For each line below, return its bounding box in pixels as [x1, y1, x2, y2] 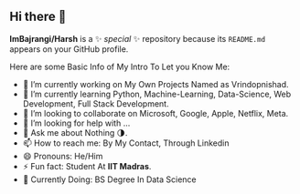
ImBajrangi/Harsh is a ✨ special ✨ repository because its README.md [9, 33, 266, 44]
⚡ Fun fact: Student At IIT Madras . [22, 160, 152, 171]
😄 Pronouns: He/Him [22, 150, 103, 161]
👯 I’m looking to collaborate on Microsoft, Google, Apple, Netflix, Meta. [22, 107, 289, 118]
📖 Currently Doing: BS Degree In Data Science [22, 174, 197, 185]
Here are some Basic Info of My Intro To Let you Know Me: [9, 61, 230, 72]
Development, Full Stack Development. [22, 97, 169, 109]
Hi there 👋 [9, 9, 67, 25]
